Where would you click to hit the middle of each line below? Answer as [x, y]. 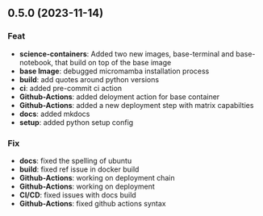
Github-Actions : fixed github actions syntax [92, 203]
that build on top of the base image [113, 62]
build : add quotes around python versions [89, 79]
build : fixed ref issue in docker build [79, 169]
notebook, [36, 62]
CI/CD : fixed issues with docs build [77, 195]
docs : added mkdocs [54, 114]
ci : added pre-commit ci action [71, 88]
